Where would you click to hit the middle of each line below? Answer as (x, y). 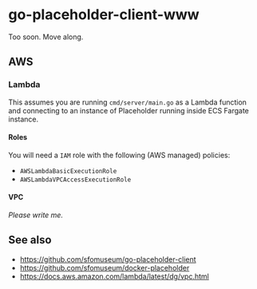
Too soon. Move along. (46, 37)
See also (30, 240)
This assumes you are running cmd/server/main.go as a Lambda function (128, 102)
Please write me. (36, 215)
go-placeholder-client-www (104, 15)
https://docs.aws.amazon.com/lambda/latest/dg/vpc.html (114, 276)
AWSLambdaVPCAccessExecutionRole (75, 180)
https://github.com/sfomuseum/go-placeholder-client (108, 259)
